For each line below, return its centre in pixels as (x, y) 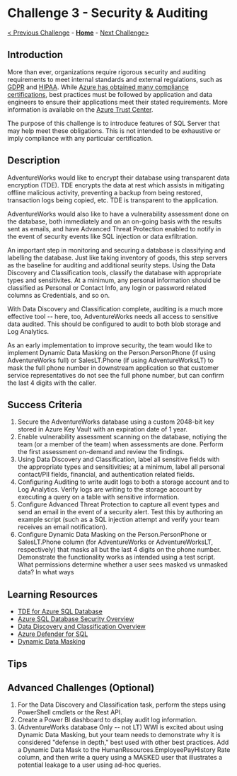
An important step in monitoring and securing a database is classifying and (117, 250)
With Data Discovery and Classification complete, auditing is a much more (115, 308)
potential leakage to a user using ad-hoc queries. (89, 765)
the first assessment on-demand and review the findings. (101, 452)
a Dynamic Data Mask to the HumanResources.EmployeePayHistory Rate (124, 750)
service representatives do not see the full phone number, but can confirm (116, 375)
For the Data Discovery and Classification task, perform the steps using (122, 705)
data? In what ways (46, 572)
